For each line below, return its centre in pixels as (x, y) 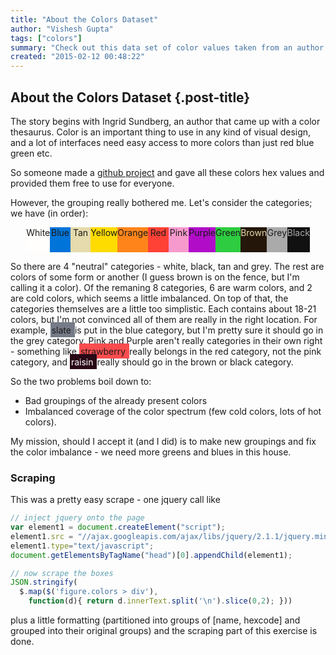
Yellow (104, 232)
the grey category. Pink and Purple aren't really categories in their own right (166, 340)
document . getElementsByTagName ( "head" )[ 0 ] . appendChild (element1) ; (151, 555)
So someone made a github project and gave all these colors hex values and (167, 172)
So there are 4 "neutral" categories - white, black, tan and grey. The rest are (167, 266)
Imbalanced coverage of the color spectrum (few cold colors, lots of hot (173, 411)
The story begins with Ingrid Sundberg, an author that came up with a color (165, 121)
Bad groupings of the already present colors (116, 400)
